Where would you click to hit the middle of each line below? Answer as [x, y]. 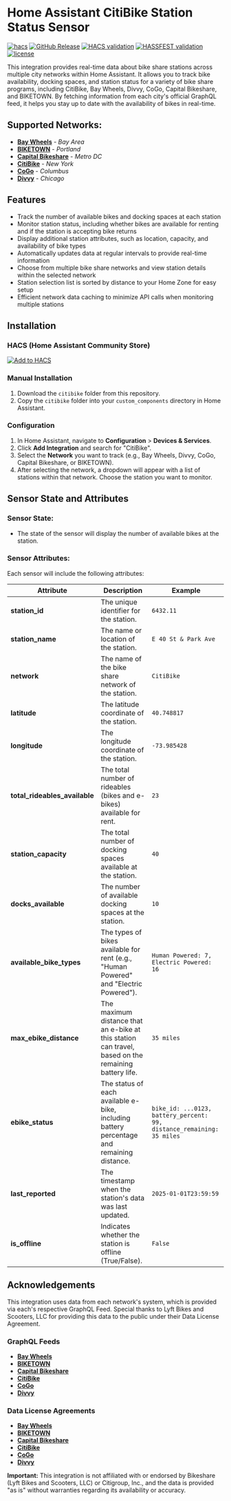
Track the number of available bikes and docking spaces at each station [119, 216]
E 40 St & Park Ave [183, 639]
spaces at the [122, 912]
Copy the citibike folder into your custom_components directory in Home [119, 400]
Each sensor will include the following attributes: [76, 573]
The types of [121, 932]
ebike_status [32, 1122]
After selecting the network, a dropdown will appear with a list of [109, 470]
